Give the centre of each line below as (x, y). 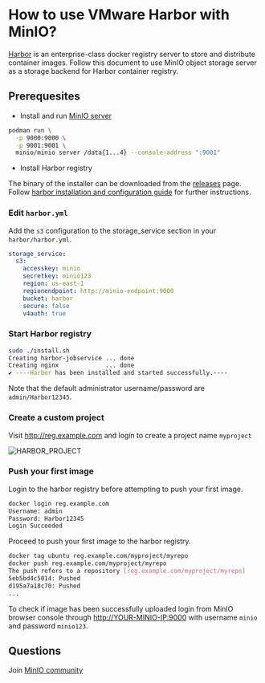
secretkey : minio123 (57, 276)
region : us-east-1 (53, 284)
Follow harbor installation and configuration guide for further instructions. (130, 192)
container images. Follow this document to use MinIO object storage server (132, 63)
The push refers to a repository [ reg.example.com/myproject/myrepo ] (127, 571)
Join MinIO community (46, 670)
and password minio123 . (48, 626)
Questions (35, 650)
